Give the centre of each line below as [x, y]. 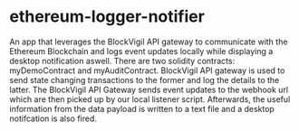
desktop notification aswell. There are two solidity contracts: [122, 61]
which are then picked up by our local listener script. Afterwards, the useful [150, 99]
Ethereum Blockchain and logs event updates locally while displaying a [141, 51]
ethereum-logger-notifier [107, 17]
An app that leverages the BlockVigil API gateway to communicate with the [149, 42]
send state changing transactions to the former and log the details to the [145, 80]
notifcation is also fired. [53, 118]
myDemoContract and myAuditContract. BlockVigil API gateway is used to [147, 70]
